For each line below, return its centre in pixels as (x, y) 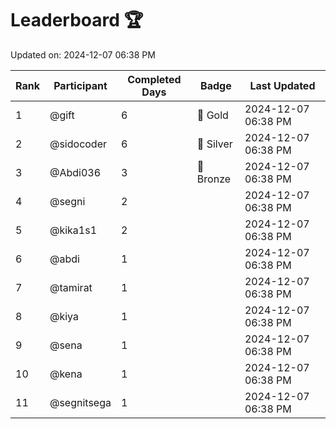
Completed (154, 79)
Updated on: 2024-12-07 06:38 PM (83, 54)
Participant (80, 85)
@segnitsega (80, 402)
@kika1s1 (73, 230)
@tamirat (71, 287)
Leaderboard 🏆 (77, 20)
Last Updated (282, 85)
